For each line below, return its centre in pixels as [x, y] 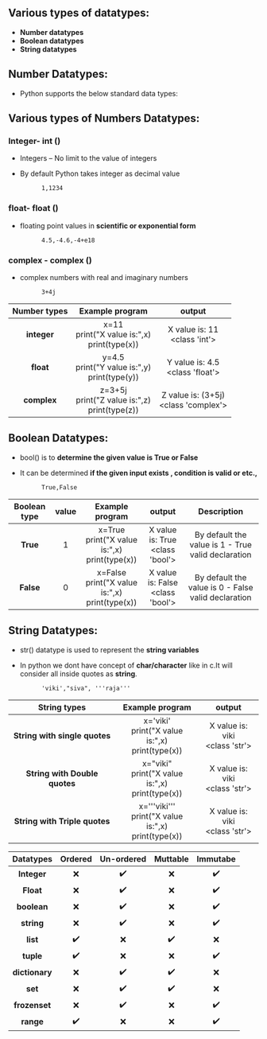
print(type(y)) [113, 377]
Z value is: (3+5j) [193, 395]
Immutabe [216, 858]
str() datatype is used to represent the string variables [109, 650]
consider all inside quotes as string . [78, 673]
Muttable [171, 858]
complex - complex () [50, 260]
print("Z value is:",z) [113, 399]
